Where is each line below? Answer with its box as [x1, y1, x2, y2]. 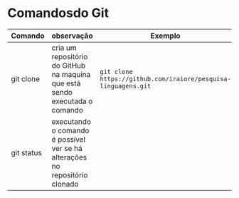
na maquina [51, 69, 91, 79]
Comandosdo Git [7, 5, 109, 21]
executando [51, 116, 91, 126]
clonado [51, 179, 79, 189]
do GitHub [51, 61, 86, 71]
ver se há [51, 143, 83, 153]
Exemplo [150, 31, 181, 41]
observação [51, 31, 93, 41]
